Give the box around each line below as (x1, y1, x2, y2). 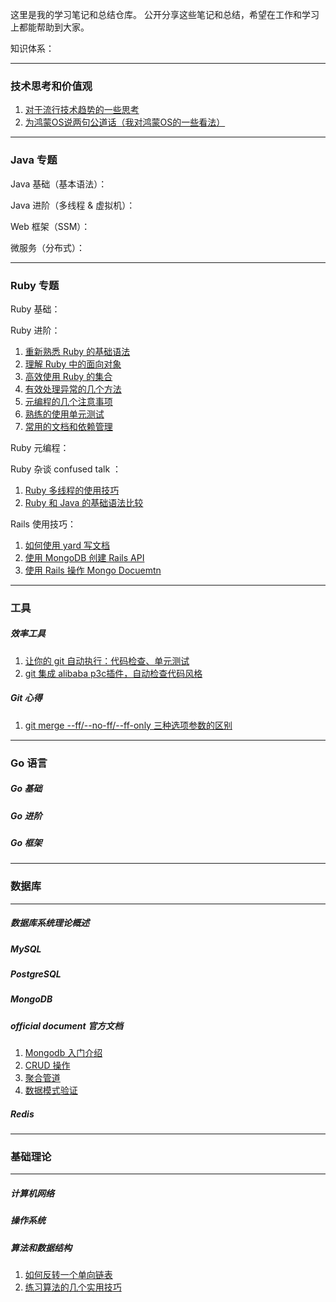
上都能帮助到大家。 (10, 21, 90, 33)
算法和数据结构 (10, 1241, 72, 1253)
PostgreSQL (10, 968, 62, 980)
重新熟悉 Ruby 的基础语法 (24, 345, 131, 357)
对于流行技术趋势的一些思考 (24, 104, 140, 116)
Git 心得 (10, 692, 43, 704)
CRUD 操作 (24, 1059, 71, 1072)
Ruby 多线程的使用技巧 (24, 484, 120, 496)
